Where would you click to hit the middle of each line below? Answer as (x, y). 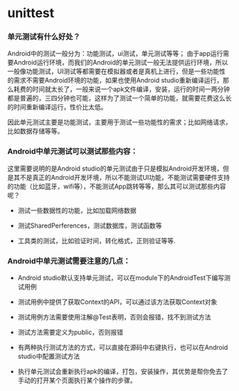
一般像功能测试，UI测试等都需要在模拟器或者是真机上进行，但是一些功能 (113, 71)
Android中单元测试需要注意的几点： (69, 260)
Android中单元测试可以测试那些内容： (73, 151)
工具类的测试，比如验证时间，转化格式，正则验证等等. (96, 240)
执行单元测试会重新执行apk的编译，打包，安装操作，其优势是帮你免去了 (123, 372)
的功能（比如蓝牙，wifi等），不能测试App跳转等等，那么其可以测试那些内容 (117, 186)
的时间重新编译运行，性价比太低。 (57, 107)
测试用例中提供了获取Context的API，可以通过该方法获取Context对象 (117, 302)
